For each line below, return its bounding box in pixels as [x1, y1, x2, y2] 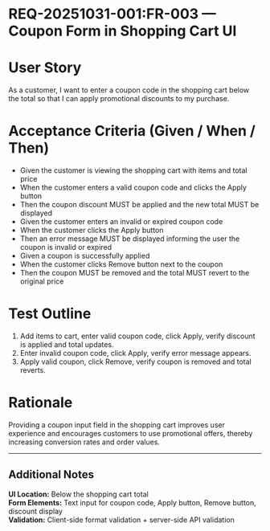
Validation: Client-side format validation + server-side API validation [8, 515, 235, 525]
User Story [8, 59, 82, 77]
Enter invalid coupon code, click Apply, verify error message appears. [19, 349, 252, 357]
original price [19, 276, 64, 286]
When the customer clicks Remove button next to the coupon [19, 259, 223, 269]
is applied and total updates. [19, 340, 114, 349]
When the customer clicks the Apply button [19, 226, 164, 235]
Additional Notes [8, 468, 95, 482]
